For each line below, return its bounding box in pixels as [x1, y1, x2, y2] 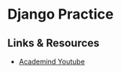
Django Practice [7, 5, 114, 23]
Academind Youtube [18, 57, 86, 66]
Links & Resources [7, 36, 100, 50]
